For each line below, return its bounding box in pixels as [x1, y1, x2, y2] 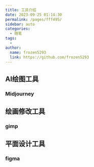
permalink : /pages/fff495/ [5, 17, 62, 22]
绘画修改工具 [5, 107, 45, 116]
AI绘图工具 [5, 75, 39, 83]
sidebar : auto [5, 21, 35, 27]
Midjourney [5, 90, 34, 97]
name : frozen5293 [10, 50, 46, 55]
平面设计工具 [5, 140, 45, 148]
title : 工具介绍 [5, 7, 36, 13]
